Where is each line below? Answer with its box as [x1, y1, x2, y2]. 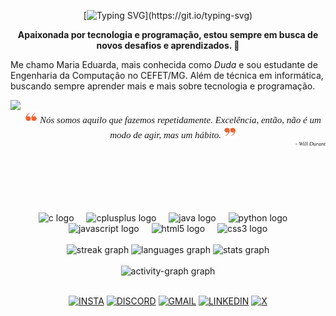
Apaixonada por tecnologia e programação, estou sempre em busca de [17, 29, 319, 40]
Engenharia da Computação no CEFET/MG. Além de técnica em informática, [10, 70, 324, 81]
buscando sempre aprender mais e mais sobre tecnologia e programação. [10, 80, 316, 92]
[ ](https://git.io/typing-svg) [83, 10, 253, 21]
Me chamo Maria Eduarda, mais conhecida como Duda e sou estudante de [10, 59, 318, 70]
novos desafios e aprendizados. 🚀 [96, 40, 240, 51]
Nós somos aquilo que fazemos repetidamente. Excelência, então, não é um [39, 115, 322, 125]
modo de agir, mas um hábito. [109, 130, 222, 140]
